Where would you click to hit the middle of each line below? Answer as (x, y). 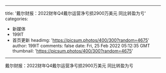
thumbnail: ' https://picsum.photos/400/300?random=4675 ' (73, 51)
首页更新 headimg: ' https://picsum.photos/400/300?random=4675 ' (81, 40)
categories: (17, 19)
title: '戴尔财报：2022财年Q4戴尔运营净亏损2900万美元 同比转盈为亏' (76, 13)
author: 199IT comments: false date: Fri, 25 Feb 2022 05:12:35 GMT (81, 46)
